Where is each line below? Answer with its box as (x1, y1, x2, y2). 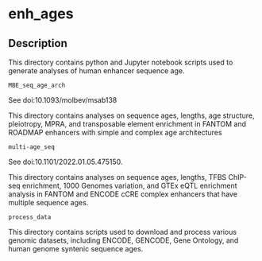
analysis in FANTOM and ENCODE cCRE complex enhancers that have (8, 189, 238, 199)
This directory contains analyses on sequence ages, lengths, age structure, (8, 111, 255, 120)
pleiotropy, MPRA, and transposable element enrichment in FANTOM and (8, 119, 247, 128)
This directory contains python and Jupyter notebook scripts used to (8, 57, 233, 67)
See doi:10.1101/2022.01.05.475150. (8, 157, 123, 166)
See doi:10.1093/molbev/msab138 (8, 95, 118, 104)
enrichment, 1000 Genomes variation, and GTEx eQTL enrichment (22, 181, 237, 190)
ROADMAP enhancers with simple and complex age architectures (8, 128, 222, 137)
